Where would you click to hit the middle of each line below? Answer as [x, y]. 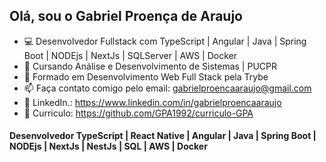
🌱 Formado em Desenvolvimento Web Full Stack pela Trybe [146, 76]
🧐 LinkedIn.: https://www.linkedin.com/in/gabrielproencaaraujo [152, 102]
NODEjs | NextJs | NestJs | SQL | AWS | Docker [108, 146]
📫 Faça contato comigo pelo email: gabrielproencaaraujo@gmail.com [167, 88]
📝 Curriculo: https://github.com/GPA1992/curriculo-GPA [138, 113]
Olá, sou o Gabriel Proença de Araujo [126, 16]
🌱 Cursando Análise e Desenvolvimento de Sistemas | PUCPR [150, 66]
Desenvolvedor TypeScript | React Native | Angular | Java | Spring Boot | [163, 136]
